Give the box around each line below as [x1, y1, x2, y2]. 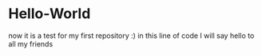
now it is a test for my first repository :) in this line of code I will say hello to [8, 31, 255, 40]
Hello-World [8, 5, 91, 23]
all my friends [8, 39, 54, 48]
